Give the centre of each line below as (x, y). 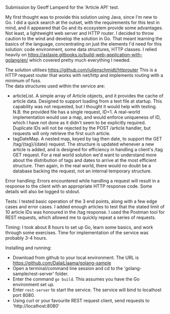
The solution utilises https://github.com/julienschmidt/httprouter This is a (81, 70)
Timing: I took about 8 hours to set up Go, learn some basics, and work (79, 227)
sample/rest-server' (33, 274)
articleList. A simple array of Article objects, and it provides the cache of (88, 96)
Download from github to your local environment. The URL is (76, 258)
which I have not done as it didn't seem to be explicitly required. (79, 123)
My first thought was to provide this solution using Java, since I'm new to (81, 17)
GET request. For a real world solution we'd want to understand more (84, 155)
